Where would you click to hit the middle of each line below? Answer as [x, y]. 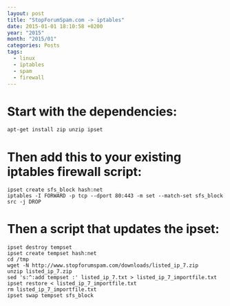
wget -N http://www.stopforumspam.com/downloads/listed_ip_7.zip [103, 265]
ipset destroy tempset [40, 248]
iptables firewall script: [75, 172]
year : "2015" [26, 33]
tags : [15, 52]
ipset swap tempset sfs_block [51, 296]
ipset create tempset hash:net [52, 254]
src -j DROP [24, 202]
